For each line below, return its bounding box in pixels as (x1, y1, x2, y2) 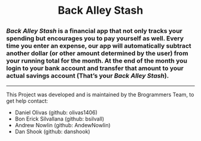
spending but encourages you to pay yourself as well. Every (6, 34, 184, 42)
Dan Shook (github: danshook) (14, 128, 91, 135)
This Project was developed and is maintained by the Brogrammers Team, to (6, 91, 194, 98)
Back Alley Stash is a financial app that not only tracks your (6, 27, 182, 35)
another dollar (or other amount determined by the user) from (6, 49, 188, 57)
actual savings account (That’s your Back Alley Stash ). (6, 72, 169, 80)
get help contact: (6, 97, 48, 105)
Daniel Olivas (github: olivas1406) (14, 109, 98, 116)
